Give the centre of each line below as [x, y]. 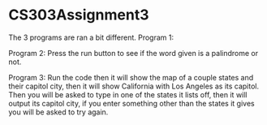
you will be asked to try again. [58, 112]
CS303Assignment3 [79, 15]
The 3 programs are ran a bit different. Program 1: [91, 37]
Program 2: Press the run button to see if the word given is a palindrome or [133, 53]
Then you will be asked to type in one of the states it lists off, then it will [128, 94]
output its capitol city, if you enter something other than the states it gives [131, 103]
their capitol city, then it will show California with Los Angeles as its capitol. [134, 86]
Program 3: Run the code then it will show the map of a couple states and [131, 77]
